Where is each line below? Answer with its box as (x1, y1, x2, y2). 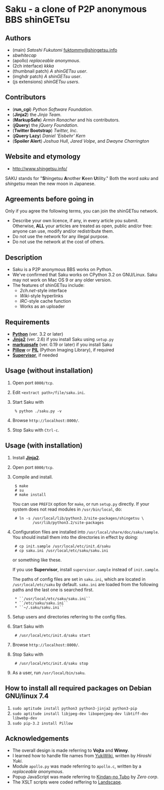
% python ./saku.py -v (14, 409, 62, 414)
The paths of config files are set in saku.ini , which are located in (12, 576, 146, 582)
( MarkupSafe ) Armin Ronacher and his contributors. (12, 117, 120, 123)
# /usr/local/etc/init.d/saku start (14, 633, 91, 638)
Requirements (5, 318, 50, 326)
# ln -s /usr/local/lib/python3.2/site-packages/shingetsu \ (14, 516, 144, 521)
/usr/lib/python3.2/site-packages (32, 520, 104, 525)
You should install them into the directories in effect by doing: (12, 534, 138, 540)
